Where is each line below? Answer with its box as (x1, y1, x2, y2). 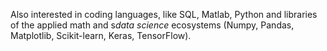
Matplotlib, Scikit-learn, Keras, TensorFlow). (10, 30, 192, 41)
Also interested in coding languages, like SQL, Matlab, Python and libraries (10, 9, 318, 20)
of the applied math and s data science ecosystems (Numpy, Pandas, (10, 19, 295, 31)
